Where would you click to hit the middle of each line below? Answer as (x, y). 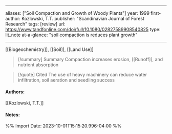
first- (156, 13)
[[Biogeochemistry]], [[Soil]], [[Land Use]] (49, 49)
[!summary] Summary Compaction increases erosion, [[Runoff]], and (90, 59)
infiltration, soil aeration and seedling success (66, 80)
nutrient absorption (38, 65)
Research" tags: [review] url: (35, 24)
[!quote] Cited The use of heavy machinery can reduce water (82, 75)
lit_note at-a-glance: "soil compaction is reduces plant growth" (71, 35)
